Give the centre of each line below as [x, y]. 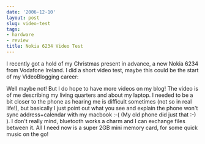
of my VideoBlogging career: [43, 77]
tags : [13, 29]
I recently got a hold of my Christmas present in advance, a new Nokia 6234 [102, 63]
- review [17, 40]
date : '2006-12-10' [31, 12]
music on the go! [28, 134]
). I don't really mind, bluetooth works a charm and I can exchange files [96, 121]
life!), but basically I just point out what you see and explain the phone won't [102, 108]
